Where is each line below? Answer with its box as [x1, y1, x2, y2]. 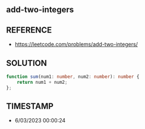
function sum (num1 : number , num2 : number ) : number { [6, 74, 140, 80]
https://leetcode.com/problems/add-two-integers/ [14, 41, 138, 48]
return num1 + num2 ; [17, 79, 68, 85]
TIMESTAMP [6, 101, 53, 112]
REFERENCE [6, 25, 52, 35]
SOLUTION [6, 58, 48, 68]
